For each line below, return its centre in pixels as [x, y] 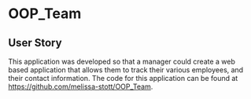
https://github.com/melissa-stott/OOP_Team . [81, 86]
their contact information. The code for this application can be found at [123, 78]
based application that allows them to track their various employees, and [126, 70]
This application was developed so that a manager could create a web [122, 61]
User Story [35, 43]
